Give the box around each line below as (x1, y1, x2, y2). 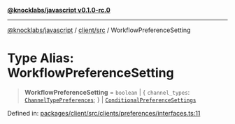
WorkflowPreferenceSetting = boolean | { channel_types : (24, 88, 190, 96)
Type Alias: (7, 50, 75, 66)
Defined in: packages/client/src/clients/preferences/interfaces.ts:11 (7, 109, 201, 117)
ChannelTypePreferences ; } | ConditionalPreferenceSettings (24, 95, 197, 104)
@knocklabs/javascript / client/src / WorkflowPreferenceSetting (7, 26, 191, 34)
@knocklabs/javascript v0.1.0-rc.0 (7, 6, 111, 14)
